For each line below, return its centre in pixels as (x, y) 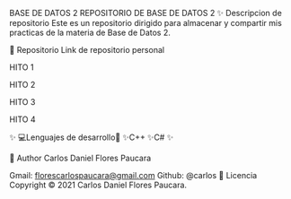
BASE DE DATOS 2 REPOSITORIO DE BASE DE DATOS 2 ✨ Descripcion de (146, 13)
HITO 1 (22, 67)
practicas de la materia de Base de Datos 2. (90, 32)
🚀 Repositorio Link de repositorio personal (87, 50)
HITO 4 (22, 119)
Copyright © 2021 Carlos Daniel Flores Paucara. (98, 185)
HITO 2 (22, 85)
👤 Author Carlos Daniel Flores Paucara (80, 158)
